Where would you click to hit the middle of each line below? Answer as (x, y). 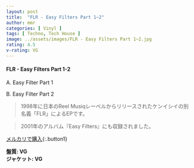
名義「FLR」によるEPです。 (54, 113)
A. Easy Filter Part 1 (30, 82)
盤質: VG (17, 151)
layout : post (22, 12)
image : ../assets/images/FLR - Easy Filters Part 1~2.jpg (79, 39)
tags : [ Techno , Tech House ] (43, 34)
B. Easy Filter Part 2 (30, 94)
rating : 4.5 (21, 45)
